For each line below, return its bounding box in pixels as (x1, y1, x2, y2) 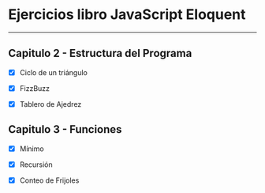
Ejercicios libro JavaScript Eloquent (8, 6, 246, 24)
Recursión (19, 160, 53, 169)
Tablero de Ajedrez (19, 99, 82, 108)
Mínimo (19, 144, 45, 153)
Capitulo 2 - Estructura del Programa (8, 47, 192, 60)
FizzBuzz (19, 83, 50, 93)
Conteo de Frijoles (19, 176, 80, 185)
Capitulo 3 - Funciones (8, 123, 122, 136)
